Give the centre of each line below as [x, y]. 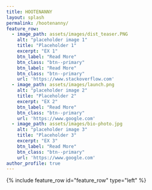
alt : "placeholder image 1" [52, 40]
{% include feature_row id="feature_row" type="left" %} [76, 180]
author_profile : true [33, 163]
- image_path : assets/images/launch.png [63, 85]
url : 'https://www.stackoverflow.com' [66, 79]
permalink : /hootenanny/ [37, 23]
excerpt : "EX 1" [38, 51]
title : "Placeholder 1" [47, 46]
